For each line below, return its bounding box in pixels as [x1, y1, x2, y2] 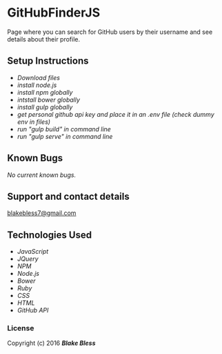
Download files [17, 73, 61, 82]
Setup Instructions [7, 55, 89, 67]
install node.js [17, 81, 57, 89]
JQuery [17, 254, 39, 263]
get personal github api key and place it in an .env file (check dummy [17, 110, 215, 118]
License [7, 324, 34, 333]
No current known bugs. [7, 171, 77, 179]
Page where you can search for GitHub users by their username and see [7, 28, 213, 36]
